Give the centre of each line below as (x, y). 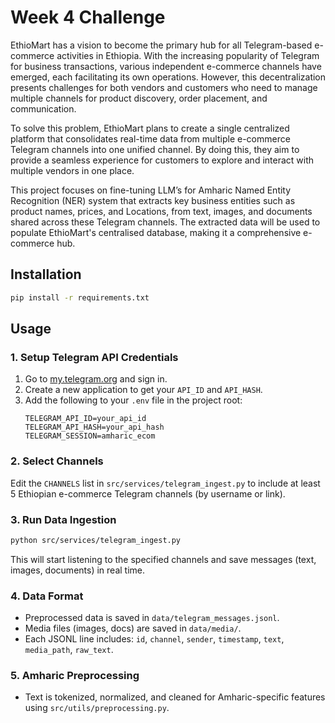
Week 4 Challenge (88, 17)
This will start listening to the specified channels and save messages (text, (163, 559)
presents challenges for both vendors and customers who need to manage (164, 87)
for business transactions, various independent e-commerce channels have (166, 66)
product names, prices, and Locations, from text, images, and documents (161, 211)
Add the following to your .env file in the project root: (133, 400)
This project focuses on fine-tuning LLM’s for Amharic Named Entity (151, 190)
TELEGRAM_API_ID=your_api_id (85, 419)
